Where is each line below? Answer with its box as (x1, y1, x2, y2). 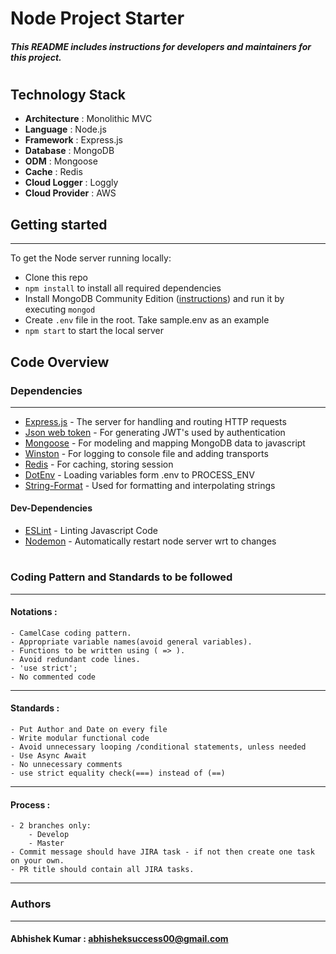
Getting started (10, 216, 108, 233)
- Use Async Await (10, 751, 87, 761)
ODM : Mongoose (24, 155, 98, 167)
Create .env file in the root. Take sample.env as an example (24, 314, 270, 326)
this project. (10, 51, 62, 63)
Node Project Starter (10, 7, 185, 30)
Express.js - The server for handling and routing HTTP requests (24, 415, 287, 427)
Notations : (10, 606, 58, 618)
